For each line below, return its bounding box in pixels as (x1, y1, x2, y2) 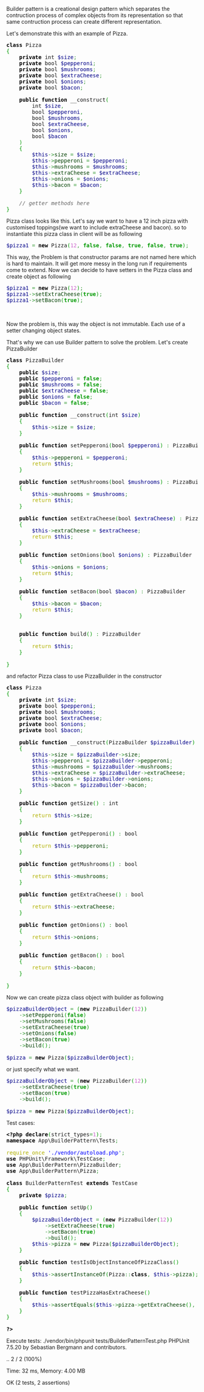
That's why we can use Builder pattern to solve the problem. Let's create (6, 339, 188, 346)
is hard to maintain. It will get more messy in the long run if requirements (6, 260, 187, 267)
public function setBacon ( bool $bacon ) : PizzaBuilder (19, 588, 186, 595)
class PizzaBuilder (6, 357, 64, 364)
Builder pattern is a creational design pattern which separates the (6, 5, 170, 12)
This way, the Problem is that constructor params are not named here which (6, 254, 196, 260)
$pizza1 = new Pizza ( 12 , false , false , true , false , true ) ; (6, 242, 189, 249)
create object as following (6, 273, 71, 280)
